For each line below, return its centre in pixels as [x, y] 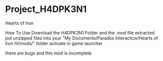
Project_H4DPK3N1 [46, 9]
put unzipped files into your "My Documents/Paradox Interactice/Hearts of [82, 38]
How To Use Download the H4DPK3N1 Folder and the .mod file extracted [80, 32]
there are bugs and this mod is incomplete [49, 53]
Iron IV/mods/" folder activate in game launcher [54, 43]
